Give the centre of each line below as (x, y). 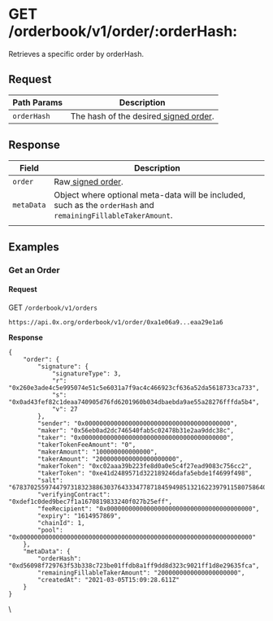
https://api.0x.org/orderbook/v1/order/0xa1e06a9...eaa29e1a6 (116, 323)
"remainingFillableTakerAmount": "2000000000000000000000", (141, 573)
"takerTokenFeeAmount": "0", (87, 445)
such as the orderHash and (104, 205)
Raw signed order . (89, 181)
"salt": (50, 480)
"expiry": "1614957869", (80, 516)
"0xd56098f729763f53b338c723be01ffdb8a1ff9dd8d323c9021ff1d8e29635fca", (134, 566)
